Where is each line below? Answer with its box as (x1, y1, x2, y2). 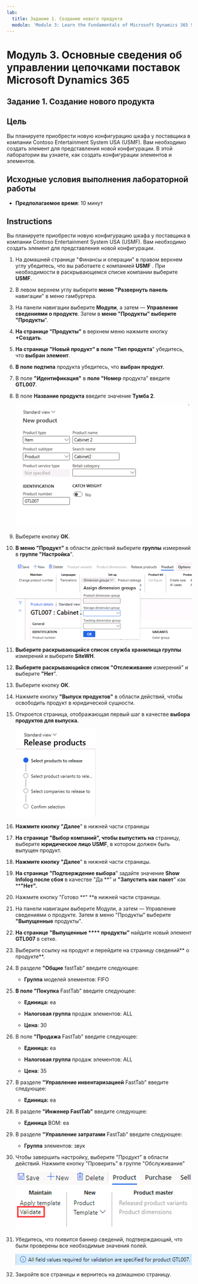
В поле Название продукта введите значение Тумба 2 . (15, 392, 155, 399)
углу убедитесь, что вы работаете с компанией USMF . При (15, 263, 165, 270)
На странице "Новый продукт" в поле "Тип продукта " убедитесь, (15, 346, 184, 353)
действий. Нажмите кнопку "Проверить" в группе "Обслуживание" (15, 1159, 186, 1167)
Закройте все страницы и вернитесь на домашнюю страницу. (15, 1270, 172, 1278)
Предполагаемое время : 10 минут (15, 199, 103, 207)
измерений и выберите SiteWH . (15, 652, 96, 659)
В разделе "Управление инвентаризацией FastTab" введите (15, 1079, 169, 1086)
